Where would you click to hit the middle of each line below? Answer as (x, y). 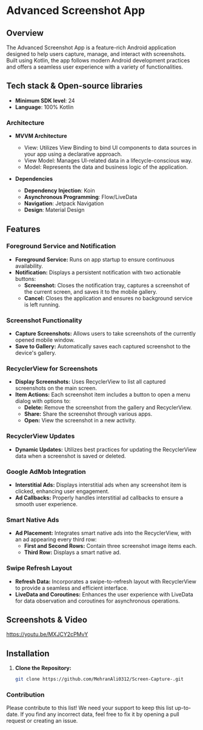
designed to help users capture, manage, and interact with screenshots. (96, 54)
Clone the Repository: (43, 668)
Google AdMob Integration (46, 471)
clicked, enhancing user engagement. (62, 491)
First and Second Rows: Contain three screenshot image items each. (110, 546)
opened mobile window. (45, 340)
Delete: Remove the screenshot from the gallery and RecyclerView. (108, 408)
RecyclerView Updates (41, 436)
